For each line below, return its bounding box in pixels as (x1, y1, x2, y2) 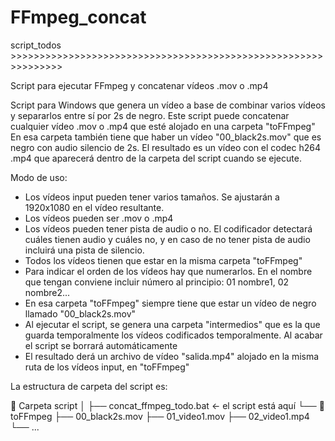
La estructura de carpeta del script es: (10, 380, 168, 392)
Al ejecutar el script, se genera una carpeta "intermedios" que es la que (24, 318, 321, 330)
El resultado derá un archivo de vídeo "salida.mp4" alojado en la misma (24, 350, 320, 362)
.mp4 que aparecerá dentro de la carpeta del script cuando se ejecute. (10, 152, 302, 164)
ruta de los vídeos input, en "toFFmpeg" (24, 361, 190, 373)
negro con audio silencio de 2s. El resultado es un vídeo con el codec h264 (10, 141, 321, 153)
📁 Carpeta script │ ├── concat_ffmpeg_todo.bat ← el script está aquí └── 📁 (10, 399, 325, 411)
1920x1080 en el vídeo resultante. (24, 201, 165, 213)
